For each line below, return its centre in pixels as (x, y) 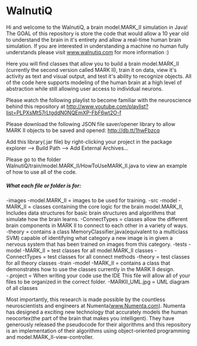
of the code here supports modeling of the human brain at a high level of (94, 82)
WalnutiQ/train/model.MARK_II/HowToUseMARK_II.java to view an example (96, 166)
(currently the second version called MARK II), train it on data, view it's (91, 70)
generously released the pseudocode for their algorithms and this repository (98, 324)
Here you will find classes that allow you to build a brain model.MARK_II (93, 64)
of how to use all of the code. (42, 172)
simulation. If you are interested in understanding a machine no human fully (97, 46)
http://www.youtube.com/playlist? (108, 106)
